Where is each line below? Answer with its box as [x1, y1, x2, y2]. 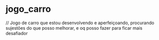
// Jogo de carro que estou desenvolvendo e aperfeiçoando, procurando [5, 20, 155, 26]
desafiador [5, 30, 28, 36]
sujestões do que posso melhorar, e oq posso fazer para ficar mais [5, 25, 143, 31]
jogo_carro [5, 3, 51, 15]
